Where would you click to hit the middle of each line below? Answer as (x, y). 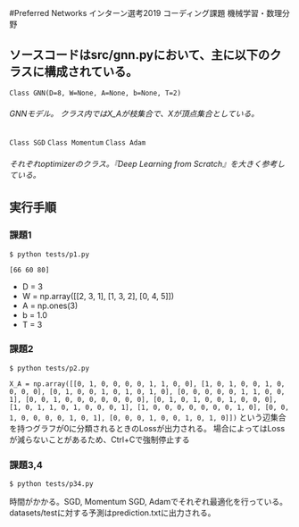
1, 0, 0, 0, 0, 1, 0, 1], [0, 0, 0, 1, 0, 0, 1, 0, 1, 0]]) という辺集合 (148, 417)
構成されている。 (91, 72)
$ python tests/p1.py (50, 254)
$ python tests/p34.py (51, 484)
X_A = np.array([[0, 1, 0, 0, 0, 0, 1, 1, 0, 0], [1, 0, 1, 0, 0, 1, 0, (147, 384)
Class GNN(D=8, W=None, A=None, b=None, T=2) (95, 93)
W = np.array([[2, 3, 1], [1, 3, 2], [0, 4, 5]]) (98, 296)
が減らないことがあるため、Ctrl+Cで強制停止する (100, 439)
